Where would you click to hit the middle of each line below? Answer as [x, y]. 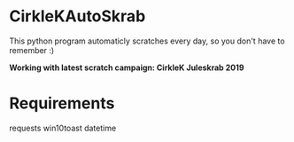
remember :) [32, 50]
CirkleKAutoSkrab [77, 16]
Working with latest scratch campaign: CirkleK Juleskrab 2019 [127, 67]
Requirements [62, 103]
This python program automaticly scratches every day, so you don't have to [147, 41]
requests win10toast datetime [63, 128]
